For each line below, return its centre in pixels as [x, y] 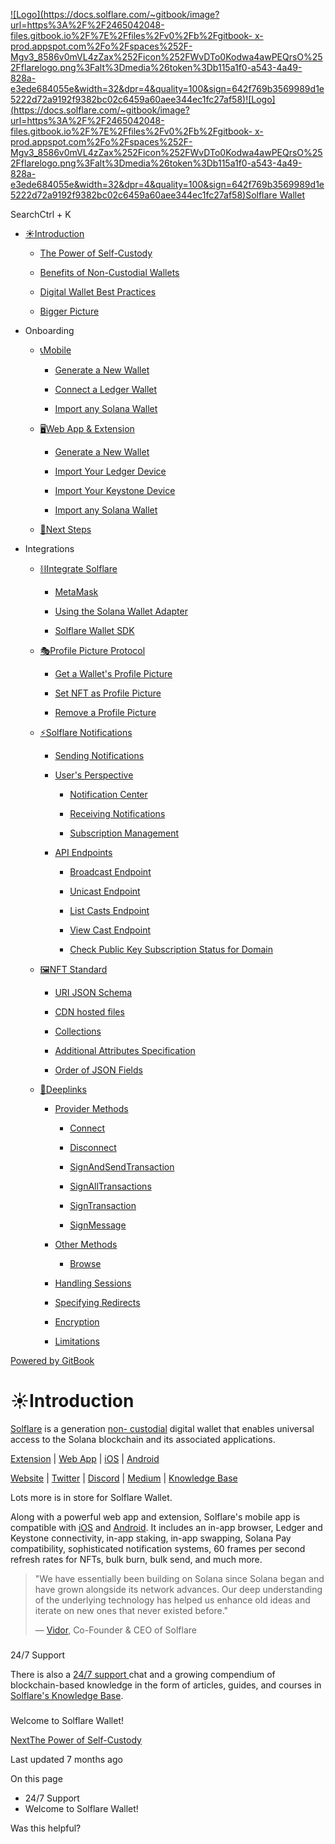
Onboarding [49, 330]
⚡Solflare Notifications [86, 732]
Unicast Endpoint [105, 891]
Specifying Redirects [97, 1302]
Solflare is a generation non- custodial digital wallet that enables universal [162, 1428]
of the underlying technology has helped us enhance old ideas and [172, 1600]
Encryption [77, 1322]
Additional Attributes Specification [125, 1050]
